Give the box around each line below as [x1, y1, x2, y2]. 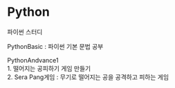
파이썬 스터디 [7, 27, 43, 36]
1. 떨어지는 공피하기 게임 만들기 [7, 64, 91, 72]
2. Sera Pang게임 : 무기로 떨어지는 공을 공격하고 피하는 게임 [7, 73, 169, 81]
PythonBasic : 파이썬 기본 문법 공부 [7, 42, 104, 50]
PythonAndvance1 [7, 56, 59, 64]
